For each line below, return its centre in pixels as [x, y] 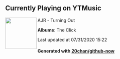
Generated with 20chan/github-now [76, 51]
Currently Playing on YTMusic [53, 8]
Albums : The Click [57, 30]
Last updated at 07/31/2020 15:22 [72, 39]
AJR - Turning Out [56, 20]
